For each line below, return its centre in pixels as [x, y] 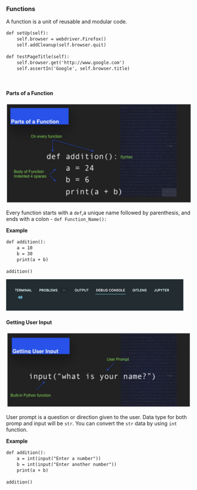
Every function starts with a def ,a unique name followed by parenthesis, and [98, 213]
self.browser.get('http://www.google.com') [71, 63]
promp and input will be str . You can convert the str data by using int [92, 423]
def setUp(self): [27, 33]
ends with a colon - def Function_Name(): [56, 219]
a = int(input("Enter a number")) [59, 459]
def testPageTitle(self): [38, 57]
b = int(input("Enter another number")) [67, 465]
